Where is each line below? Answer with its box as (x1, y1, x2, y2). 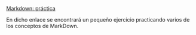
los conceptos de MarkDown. (6, 23, 79, 29)
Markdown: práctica (6, 5, 56, 12)
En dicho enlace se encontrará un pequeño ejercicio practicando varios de (6, 16, 190, 23)
